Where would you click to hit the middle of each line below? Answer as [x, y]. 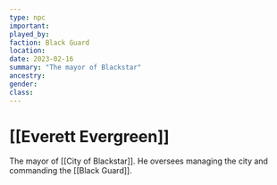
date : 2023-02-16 [42, 59]
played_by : [29, 34]
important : [29, 26]
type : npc [28, 17]
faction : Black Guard [50, 42]
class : [21, 92]
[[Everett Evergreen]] [89, 136]
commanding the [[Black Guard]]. [71, 171]
